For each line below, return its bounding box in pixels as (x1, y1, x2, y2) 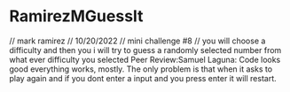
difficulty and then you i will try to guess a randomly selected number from (9, 44, 282, 55)
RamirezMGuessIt (9, 6, 144, 27)
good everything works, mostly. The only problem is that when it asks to (9, 64, 273, 74)
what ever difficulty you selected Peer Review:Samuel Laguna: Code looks (9, 54, 281, 65)
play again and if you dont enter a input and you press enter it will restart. (9, 73, 277, 83)
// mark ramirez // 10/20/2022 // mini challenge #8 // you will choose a (9, 35, 266, 46)
